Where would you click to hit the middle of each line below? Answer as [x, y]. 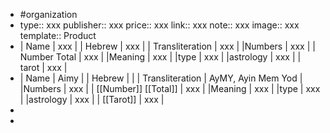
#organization [48, 14]
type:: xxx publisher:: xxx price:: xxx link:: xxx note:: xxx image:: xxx [159, 25]
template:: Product [58, 35]
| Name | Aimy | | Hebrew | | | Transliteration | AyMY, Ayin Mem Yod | [161, 78]
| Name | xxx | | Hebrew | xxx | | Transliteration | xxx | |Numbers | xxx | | [167, 46]
